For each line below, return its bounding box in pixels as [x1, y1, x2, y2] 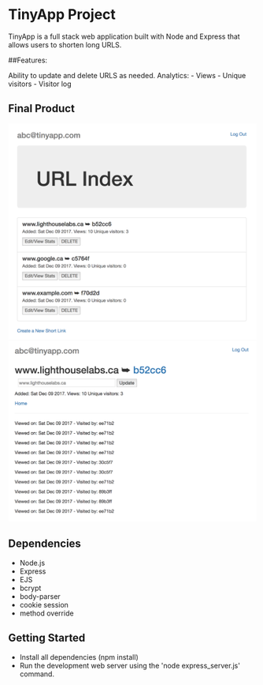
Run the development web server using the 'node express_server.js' [19, 661, 240, 670]
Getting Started [8, 631, 86, 645]
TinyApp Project [8, 6, 117, 24]
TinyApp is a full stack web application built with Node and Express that [8, 32, 240, 41]
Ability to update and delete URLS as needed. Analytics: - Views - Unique [8, 70, 246, 80]
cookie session [19, 600, 69, 609]
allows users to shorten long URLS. [8, 40, 122, 49]
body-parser [19, 591, 61, 601]
